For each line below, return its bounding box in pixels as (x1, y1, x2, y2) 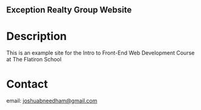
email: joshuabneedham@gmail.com (6, 97, 97, 105)
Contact (6, 77, 48, 91)
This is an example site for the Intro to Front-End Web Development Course (6, 49, 195, 57)
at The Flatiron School (6, 56, 62, 63)
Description (6, 29, 67, 43)
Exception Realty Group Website (6, 5, 132, 15)
